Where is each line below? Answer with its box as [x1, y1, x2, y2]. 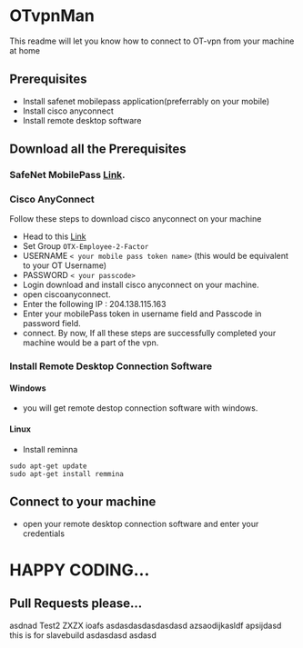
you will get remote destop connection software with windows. [22, 403, 258, 414]
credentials [22, 528, 66, 539]
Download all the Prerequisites [9, 142, 187, 157]
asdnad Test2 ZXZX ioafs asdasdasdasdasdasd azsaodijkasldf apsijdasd [9, 620, 282, 631]
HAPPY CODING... [9, 560, 150, 580]
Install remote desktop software [22, 115, 142, 125]
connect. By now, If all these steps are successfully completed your [22, 328, 277, 339]
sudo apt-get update [9, 461, 88, 471]
